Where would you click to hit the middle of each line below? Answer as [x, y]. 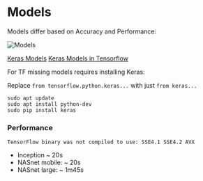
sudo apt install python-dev [50, 104]
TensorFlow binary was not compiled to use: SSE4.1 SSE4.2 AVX [101, 142]
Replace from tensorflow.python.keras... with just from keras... [102, 85]
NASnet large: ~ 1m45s [50, 170]
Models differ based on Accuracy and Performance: [82, 31]
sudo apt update [31, 98]
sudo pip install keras [42, 110]
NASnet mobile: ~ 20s [49, 163]
